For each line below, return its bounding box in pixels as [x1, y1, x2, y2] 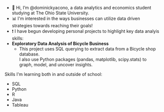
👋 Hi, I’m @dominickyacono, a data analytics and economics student [11, 5, 152, 10]
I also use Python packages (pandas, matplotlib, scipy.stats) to [19, 56, 147, 62]
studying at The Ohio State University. [11, 10, 89, 16]
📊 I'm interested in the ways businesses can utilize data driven [11, 15, 140, 21]
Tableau [11, 102, 29, 108]
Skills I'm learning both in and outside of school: [4, 71, 102, 77]
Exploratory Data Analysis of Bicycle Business [11, 41, 109, 47]
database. [19, 51, 40, 57]
